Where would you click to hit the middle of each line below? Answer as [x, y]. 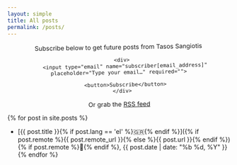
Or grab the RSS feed [119, 104]
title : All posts [33, 21]
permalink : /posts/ [36, 27]
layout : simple [30, 14]
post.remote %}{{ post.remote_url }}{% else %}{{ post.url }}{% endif [117, 140]
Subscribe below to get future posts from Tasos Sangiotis [118, 47]
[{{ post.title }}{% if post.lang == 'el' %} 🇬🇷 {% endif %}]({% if [108, 132]
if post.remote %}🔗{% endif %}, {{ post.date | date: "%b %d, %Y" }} [128, 147]
